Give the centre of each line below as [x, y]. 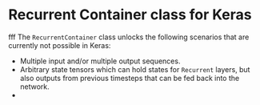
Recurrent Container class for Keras [130, 15]
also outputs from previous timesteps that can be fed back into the [130, 78]
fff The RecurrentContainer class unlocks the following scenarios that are [129, 37]
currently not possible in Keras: [60, 45]
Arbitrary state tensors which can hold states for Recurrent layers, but [135, 69]
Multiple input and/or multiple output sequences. [100, 61]
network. [34, 87]
